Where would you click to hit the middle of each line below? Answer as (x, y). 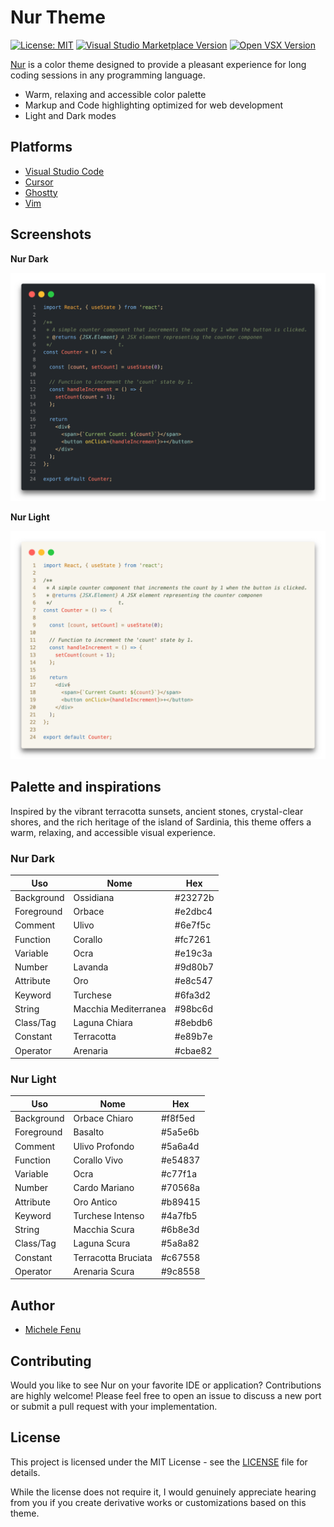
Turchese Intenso (109, 1215)
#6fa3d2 (193, 995)
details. (25, 1472)
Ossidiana (94, 897)
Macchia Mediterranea (120, 1008)
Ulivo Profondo (104, 1146)
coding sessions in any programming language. (108, 75)
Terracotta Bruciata (113, 1257)
